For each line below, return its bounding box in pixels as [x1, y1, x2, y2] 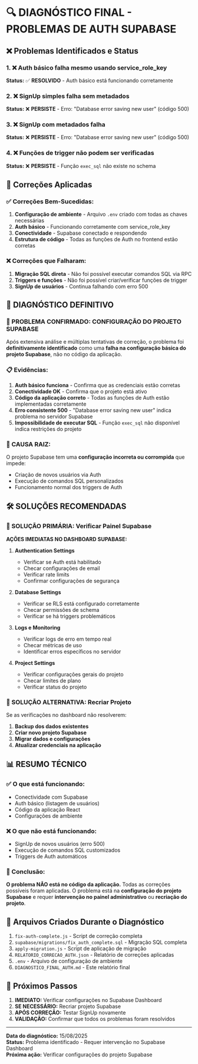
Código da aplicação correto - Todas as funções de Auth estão [14, 394, 170, 401]
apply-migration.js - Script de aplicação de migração [14, 945, 147, 952]
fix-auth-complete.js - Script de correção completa [14, 933, 143, 940]
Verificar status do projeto [23, 683, 87, 690]
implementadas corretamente [14, 400, 87, 407]
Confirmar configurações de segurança [23, 577, 120, 584]
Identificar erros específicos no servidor [23, 648, 121, 655]
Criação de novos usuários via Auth [14, 471, 101, 479]
